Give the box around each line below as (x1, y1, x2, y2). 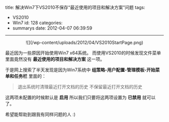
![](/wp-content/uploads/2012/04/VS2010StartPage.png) (26, 40, 143, 45)
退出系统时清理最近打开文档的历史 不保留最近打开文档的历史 (17, 84, 142, 89)
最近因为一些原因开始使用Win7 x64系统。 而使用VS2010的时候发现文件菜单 (5, 50, 161, 56)
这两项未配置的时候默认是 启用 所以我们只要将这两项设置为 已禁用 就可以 (5, 94, 156, 100)
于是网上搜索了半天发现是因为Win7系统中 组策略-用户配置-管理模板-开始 (5, 67, 155, 73)
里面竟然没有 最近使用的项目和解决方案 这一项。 (5, 56, 105, 62)
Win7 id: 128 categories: (12, 20, 63, 26)
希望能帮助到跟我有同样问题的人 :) (5, 111, 76, 117)
